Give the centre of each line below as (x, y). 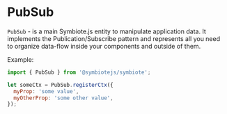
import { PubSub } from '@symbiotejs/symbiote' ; (79, 72)
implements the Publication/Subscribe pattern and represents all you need (114, 38)
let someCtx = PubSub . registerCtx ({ (60, 85)
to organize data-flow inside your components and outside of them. (104, 46)
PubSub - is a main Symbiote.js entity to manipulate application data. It (107, 31)
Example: (21, 59)
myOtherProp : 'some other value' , (63, 98)
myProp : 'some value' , (46, 91)
